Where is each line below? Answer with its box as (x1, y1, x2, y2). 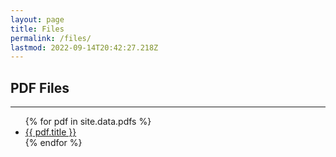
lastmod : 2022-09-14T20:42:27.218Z (10, 42, 159, 53)
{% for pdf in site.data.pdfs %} (24, 116, 152, 128)
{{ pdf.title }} (24, 126, 77, 138)
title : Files (10, 24, 65, 34)
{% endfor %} (24, 137, 83, 149)
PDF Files (10, 79, 70, 96)
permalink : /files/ (10, 33, 92, 43)
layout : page (10, 14, 65, 25)
